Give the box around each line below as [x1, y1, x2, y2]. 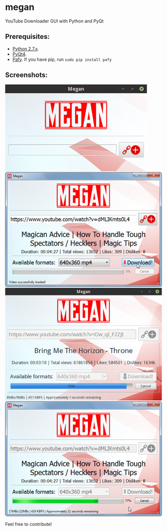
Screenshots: [5, 71, 48, 79]
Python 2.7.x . [12, 45, 39, 51]
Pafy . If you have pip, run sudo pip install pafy [12, 56, 112, 62]
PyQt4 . [12, 51, 27, 57]
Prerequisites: [5, 32, 50, 41]
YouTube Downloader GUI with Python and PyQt [5, 18, 104, 24]
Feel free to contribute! [5, 521, 52, 528]
